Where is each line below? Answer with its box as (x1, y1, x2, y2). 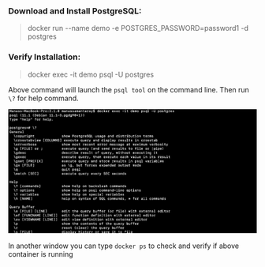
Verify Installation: (8, 51, 81, 62)
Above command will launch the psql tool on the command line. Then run (8, 85, 250, 94)
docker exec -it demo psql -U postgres (27, 70, 155, 79)
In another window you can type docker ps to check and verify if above (8, 241, 239, 250)
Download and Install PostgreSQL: (8, 6, 142, 17)
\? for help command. (8, 93, 79, 103)
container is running (8, 250, 73, 259)
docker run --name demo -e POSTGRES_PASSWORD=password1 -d (27, 24, 249, 33)
